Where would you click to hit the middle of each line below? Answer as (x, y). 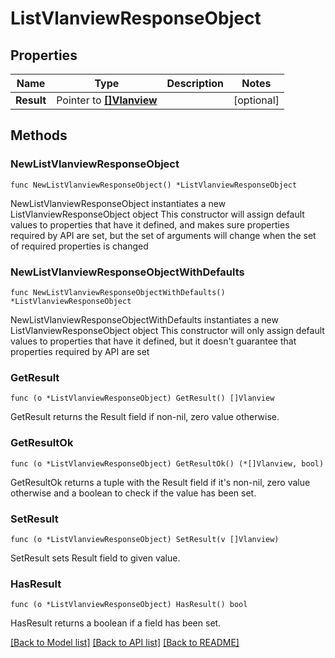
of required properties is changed (79, 246)
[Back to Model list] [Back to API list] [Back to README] (125, 643)
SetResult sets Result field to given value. (95, 558)
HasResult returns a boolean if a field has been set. (116, 623)
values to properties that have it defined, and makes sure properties (150, 224)
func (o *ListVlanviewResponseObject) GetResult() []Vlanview (142, 398)
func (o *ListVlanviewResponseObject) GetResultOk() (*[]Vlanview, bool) (167, 463)
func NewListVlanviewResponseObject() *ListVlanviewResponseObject (154, 185)
